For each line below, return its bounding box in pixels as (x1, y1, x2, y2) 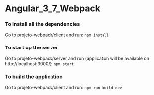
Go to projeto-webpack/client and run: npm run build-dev (5, 85, 122, 91)
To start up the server (5, 44, 58, 51)
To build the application (5, 73, 63, 80)
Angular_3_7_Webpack (5, 3, 101, 14)
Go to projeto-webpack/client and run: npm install (5, 32, 109, 38)
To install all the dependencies (5, 21, 80, 28)
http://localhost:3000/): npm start (5, 60, 74, 67)
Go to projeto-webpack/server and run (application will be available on (5, 55, 150, 61)
